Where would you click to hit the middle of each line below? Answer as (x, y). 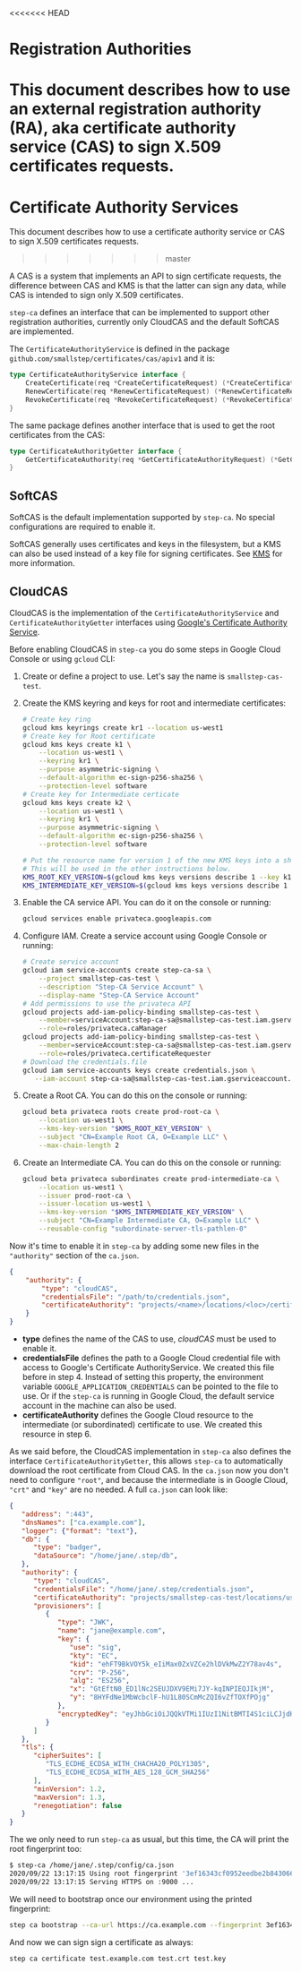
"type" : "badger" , (67, 1548)
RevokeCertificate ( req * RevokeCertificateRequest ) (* (128, 399)
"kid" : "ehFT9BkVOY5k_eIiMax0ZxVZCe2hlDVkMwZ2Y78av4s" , (176, 1664)
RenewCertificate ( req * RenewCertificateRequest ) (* (124, 392)
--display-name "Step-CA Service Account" (119, 995)
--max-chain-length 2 (79, 1145)
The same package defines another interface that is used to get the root (142, 425)
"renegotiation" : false (77, 1805)
